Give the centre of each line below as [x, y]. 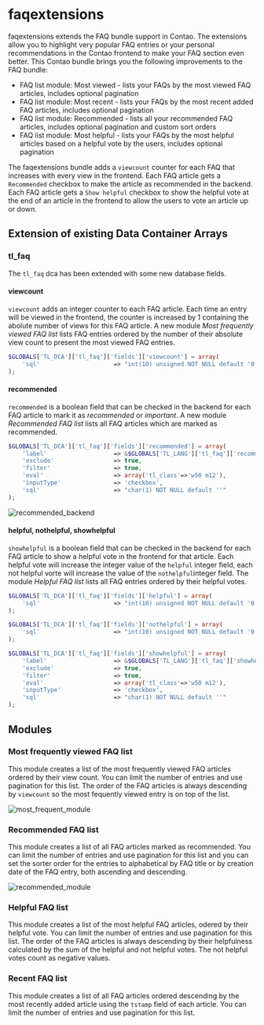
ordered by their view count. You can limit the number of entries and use [125, 777]
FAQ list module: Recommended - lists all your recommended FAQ [126, 118]
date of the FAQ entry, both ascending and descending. [98, 872]
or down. [23, 209]
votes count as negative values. [60, 958]
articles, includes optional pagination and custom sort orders [118, 127]
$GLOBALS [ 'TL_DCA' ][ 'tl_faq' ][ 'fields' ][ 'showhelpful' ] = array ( [117, 654]
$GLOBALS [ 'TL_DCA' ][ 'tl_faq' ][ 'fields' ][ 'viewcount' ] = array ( [114, 357]
